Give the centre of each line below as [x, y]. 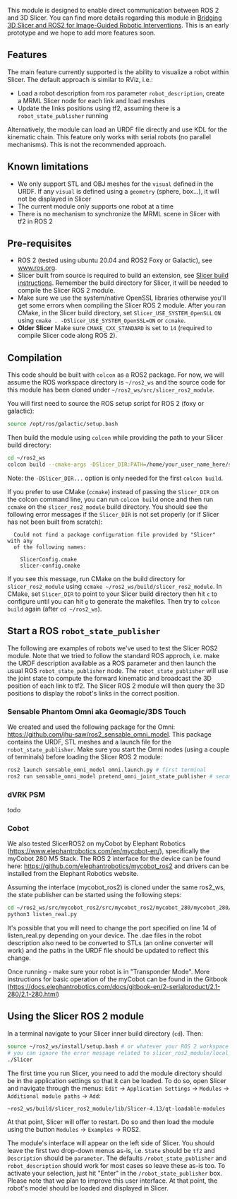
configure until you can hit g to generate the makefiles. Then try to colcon [114, 601]
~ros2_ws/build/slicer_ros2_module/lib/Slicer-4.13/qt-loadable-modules [116, 1109]
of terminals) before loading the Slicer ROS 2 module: [85, 756]
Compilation [35, 357]
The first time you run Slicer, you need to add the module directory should [115, 1073]
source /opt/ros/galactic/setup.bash [63, 424]
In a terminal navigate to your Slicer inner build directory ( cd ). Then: [105, 1033]
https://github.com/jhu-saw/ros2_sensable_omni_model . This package [109, 734]
